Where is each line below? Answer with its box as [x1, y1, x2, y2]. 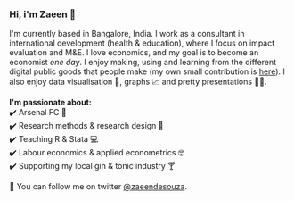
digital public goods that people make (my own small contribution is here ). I [9, 66, 285, 77]
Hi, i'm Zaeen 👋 [9, 8, 76, 21]
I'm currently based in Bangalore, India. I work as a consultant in [9, 29, 245, 39]
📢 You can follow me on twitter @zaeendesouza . [9, 181, 188, 192]
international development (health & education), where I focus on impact [9, 38, 275, 48]
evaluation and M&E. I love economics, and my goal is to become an [9, 47, 259, 58]
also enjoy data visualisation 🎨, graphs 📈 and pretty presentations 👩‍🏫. [9, 76, 267, 88]
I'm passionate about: [9, 97, 92, 108]
